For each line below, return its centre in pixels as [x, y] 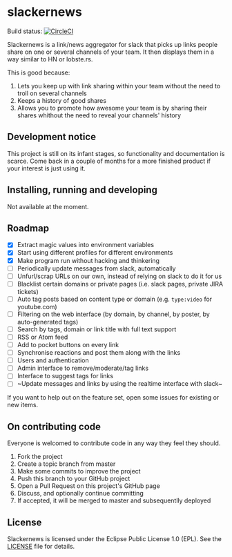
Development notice [52, 137]
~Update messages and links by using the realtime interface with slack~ [120, 384]
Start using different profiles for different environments [95, 253]
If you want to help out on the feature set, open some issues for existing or [113, 398]
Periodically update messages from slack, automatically [96, 268]
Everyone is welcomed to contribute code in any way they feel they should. [114, 443]
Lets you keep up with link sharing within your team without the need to [119, 86]
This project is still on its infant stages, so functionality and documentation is [116, 153]
